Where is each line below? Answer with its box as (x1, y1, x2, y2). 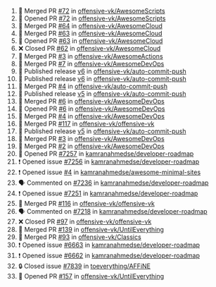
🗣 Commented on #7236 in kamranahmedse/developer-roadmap (18, 178, 209, 187)
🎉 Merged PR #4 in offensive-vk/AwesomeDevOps (18, 112, 165, 120)
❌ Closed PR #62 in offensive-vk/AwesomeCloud (18, 44, 161, 52)
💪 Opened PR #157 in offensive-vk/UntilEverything (18, 272, 165, 280)
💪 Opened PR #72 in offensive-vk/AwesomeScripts (18, 14, 166, 23)
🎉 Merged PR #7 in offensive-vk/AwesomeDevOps (18, 60, 165, 68)
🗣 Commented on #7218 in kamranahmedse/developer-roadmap (18, 207, 208, 215)
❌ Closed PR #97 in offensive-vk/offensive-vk (18, 217, 152, 226)
